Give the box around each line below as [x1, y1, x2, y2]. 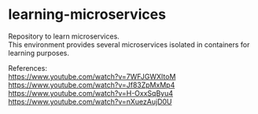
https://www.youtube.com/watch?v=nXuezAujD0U [8, 97, 172, 106]
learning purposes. [8, 48, 69, 57]
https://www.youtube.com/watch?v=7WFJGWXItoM [8, 72, 176, 81]
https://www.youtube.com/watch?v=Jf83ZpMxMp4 [8, 80, 175, 90]
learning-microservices [8, 6, 167, 24]
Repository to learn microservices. [8, 31, 120, 41]
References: [8, 63, 47, 72]
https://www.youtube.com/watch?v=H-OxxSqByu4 [8, 88, 174, 97]
